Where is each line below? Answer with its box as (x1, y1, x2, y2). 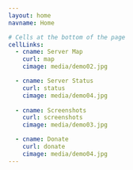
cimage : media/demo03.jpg (22, 121, 108, 129)
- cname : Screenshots (15, 106, 87, 115)
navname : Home (8, 19, 55, 27)
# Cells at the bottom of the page (8, 33, 126, 41)
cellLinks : (8, 40, 44, 48)
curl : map (22, 55, 55, 63)
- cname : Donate (15, 135, 69, 143)
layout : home (8, 11, 51, 20)
